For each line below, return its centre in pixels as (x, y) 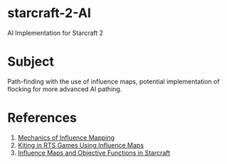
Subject (31, 62)
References (42, 118)
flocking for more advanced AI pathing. (65, 89)
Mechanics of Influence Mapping (66, 138)
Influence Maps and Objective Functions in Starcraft (94, 153)
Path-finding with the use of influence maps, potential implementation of (114, 81)
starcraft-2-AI (49, 13)
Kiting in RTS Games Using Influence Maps (81, 145)
